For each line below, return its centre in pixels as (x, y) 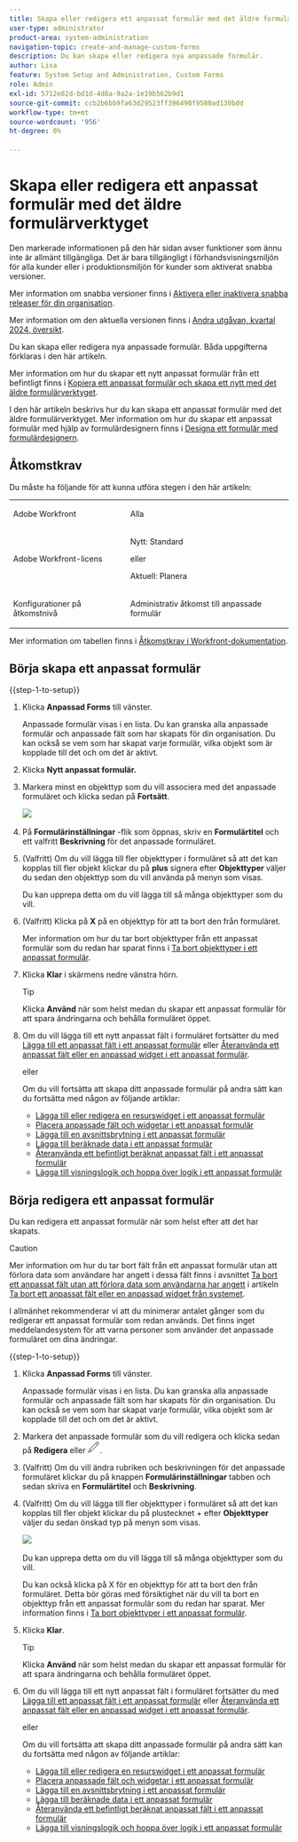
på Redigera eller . (62, 1450)
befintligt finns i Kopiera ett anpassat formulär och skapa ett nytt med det (143, 383)
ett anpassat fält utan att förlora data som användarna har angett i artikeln (144, 1284)
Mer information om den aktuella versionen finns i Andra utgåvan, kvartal (142, 320)
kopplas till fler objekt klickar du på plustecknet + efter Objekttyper (145, 1513)
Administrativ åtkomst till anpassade (196, 603)
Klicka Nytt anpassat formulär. (79, 770)
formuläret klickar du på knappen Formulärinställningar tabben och (146, 1477)
